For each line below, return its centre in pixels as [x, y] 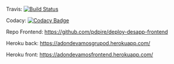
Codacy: [16, 20]
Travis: [14, 9]
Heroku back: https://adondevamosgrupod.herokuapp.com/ [78, 43]
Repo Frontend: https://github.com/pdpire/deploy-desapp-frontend [87, 32]
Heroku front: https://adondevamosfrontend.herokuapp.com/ [80, 55]
